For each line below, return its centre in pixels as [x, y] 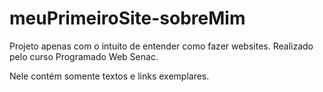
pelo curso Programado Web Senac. [84, 56]
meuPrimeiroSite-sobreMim [127, 18]
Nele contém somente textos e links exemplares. [109, 76]
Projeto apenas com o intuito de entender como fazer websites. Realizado [161, 46]
